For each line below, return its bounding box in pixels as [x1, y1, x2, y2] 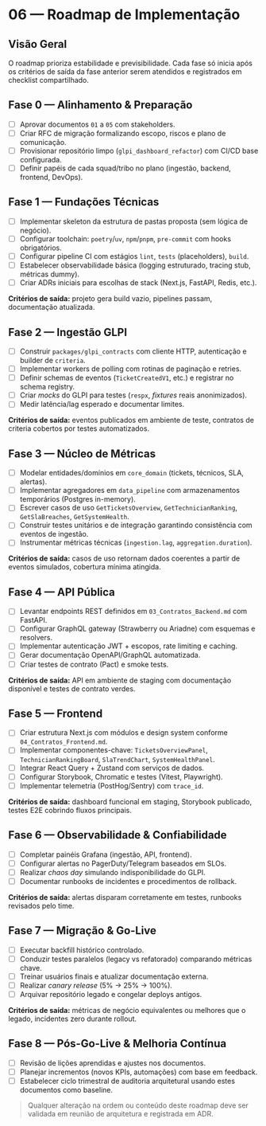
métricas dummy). [19, 269, 80, 280]
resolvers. [19, 633, 53, 643]
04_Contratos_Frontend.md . [19, 737, 108, 746]
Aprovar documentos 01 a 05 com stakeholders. [19, 119, 176, 129]
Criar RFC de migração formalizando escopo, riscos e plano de [19, 128, 226, 138]
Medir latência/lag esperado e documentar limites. [19, 400, 185, 409]
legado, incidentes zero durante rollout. [8, 1014, 137, 1023]
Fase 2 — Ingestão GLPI [8, 325, 128, 339]
